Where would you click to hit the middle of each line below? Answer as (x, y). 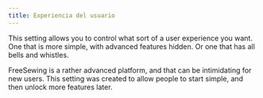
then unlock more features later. (60, 87)
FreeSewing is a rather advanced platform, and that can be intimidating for (130, 70)
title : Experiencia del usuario (62, 15)
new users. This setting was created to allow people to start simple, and (126, 78)
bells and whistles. (39, 55)
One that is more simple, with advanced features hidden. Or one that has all (132, 46)
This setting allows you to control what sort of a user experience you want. (130, 38)
